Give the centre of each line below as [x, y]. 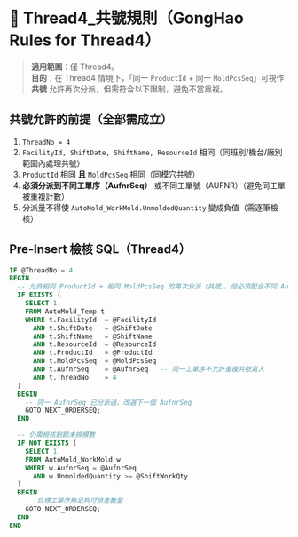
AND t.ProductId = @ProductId [92, 353]
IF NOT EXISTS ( [47, 443]
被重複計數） [45, 196]
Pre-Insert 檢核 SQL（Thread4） [100, 249]
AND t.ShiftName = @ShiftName [92, 336]
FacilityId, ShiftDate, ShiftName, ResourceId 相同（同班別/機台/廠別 [152, 152]
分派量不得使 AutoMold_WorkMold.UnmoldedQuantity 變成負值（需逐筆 [146, 207]
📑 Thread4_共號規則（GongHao [126, 18]
